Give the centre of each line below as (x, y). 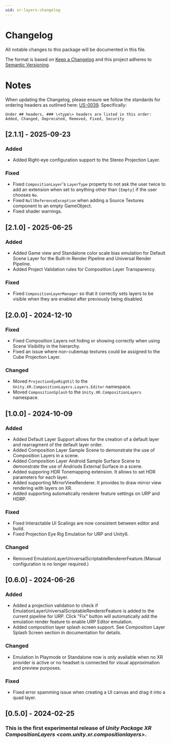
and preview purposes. (37, 668)
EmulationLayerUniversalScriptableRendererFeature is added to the (83, 611)
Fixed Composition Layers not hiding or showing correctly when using (86, 341)
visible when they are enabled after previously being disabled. (78, 299)
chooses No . (25, 195)
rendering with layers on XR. (42, 488)
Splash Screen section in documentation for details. (67, 633)
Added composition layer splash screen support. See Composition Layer (89, 627)
